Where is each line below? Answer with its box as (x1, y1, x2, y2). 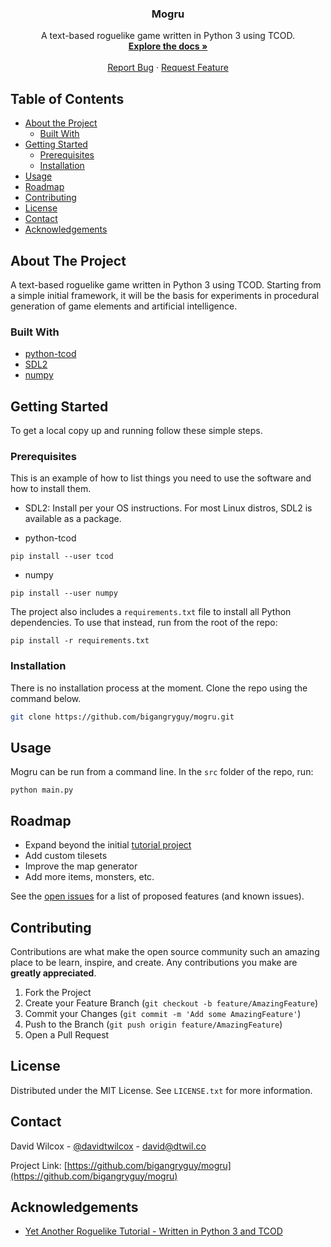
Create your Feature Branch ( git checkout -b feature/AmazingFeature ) (24, 997, 319, 1009)
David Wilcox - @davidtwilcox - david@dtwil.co (10, 1140, 207, 1152)
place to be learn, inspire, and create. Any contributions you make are (10, 956, 298, 968)
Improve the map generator (24, 860, 138, 872)
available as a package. (24, 513, 122, 525)
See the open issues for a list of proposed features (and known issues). (10, 890, 305, 902)
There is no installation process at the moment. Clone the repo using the (10, 682, 308, 694)
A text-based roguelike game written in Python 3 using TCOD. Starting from (10, 278, 322, 291)
